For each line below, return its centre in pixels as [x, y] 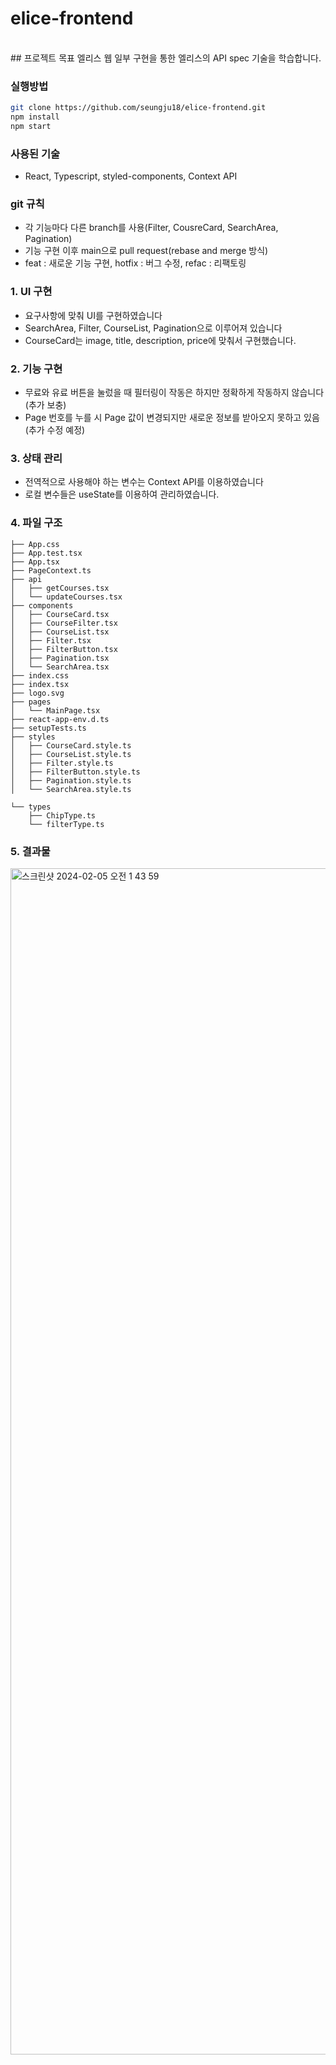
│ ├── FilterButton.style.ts [75, 772]
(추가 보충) [45, 405]
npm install [35, 117]
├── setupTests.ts [48, 728]
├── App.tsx [35, 562]
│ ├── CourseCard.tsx [60, 614]
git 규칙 [27, 204]
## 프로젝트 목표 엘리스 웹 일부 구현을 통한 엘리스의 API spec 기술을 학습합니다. [166, 58]
